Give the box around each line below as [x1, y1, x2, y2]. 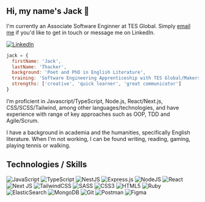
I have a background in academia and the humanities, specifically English [6, 129, 190, 136]
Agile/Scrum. [6, 117, 40, 124]
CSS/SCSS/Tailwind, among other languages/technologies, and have [6, 104, 179, 111]
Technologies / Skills [6, 159, 87, 170]
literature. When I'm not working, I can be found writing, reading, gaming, [6, 135, 191, 142]
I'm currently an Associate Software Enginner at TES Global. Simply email [6, 22, 191, 29]
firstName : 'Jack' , [12, 58, 62, 64]
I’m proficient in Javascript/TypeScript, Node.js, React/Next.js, [6, 97, 163, 104]
